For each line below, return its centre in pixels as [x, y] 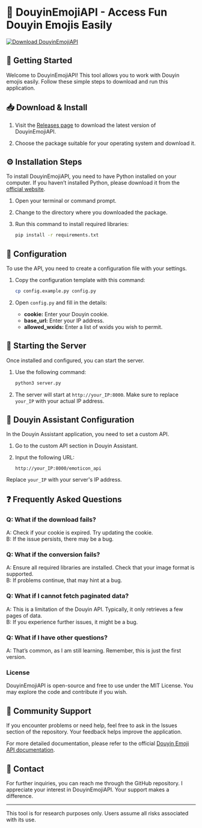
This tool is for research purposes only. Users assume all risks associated [97, 813]
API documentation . [31, 750]
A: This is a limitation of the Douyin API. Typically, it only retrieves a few [95, 609]
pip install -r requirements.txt [57, 235]
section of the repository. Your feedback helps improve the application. [94, 732]
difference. [20, 796]
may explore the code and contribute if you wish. [67, 692]
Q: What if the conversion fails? [53, 554]
